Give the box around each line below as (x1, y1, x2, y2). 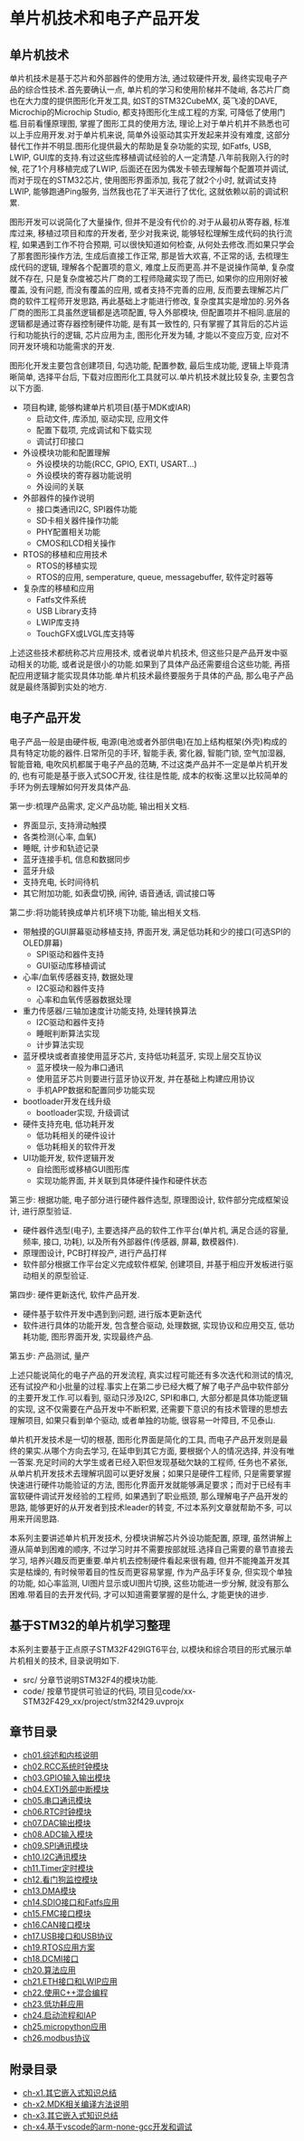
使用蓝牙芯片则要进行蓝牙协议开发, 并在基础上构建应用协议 (35, 1073, 255, 1084)
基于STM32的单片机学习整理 (9, 1618, 170, 1633)
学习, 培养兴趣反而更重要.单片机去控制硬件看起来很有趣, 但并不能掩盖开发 (9, 1555, 282, 1565)
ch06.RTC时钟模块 (22, 1806, 92, 1817)
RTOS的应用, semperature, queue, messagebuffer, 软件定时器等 (35, 572, 274, 582)
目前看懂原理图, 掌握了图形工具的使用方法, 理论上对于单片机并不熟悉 (19, 119, 274, 128)
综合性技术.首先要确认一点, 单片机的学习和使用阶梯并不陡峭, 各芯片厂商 (24, 84, 290, 95)
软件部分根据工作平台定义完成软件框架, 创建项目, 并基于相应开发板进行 (22, 1259, 286, 1270)
